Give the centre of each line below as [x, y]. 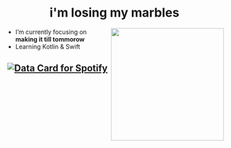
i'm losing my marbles [114, 13]
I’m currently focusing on [51, 32]
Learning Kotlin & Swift [48, 46]
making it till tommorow [50, 39]
